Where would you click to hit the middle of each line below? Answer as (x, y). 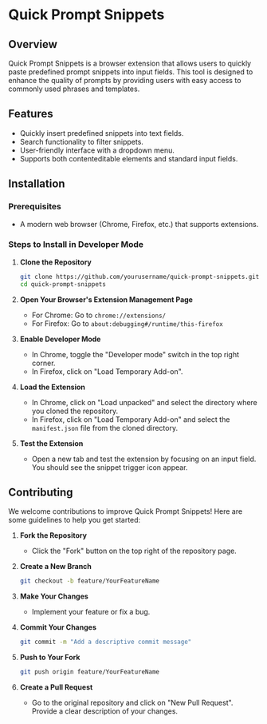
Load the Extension (53, 387)
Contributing (41, 492)
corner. (43, 363)
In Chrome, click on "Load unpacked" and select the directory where (144, 402)
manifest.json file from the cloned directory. (104, 428)
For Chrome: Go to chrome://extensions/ (98, 315)
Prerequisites (35, 207)
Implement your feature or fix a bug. (91, 612)
